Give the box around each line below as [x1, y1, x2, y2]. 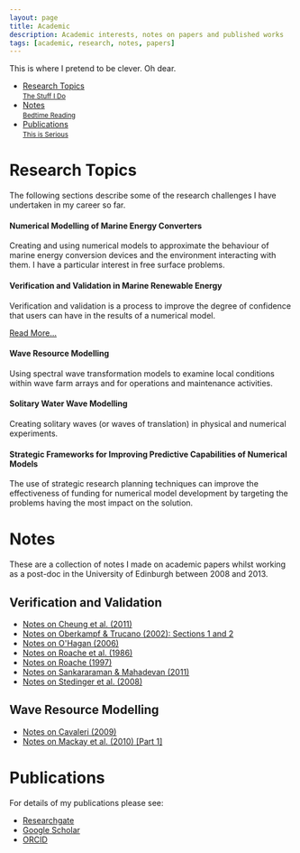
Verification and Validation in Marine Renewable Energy [9, 280, 223, 291]
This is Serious [22, 130, 69, 140]
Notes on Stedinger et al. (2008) [22, 676, 143, 687]
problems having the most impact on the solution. [9, 497, 194, 508]
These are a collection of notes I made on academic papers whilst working [9, 559, 286, 570]
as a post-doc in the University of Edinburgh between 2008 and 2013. [9, 569, 268, 579]
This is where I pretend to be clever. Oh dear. [9, 63, 177, 74]
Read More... [9, 327, 57, 338]
